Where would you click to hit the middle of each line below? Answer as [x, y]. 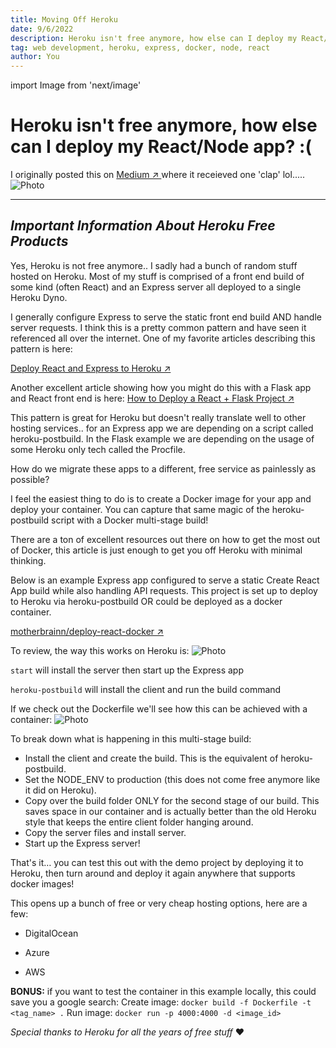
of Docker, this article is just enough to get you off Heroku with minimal [156, 550]
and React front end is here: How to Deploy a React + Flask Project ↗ [152, 398]
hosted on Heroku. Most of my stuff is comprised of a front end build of [157, 276]
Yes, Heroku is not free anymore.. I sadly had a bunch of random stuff [154, 265]
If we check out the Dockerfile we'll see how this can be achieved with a [159, 708]
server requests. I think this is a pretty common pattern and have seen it [158, 327]
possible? [30, 479]
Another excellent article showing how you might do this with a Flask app [161, 387]
